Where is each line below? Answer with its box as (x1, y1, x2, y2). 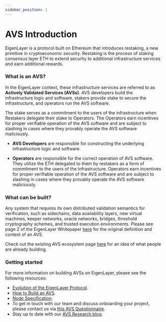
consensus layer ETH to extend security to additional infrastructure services (5, 55, 161, 61)
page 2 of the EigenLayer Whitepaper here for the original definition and (5, 226, 152, 232)
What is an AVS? (5, 73, 46, 80)
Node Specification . (12, 295, 53, 301)
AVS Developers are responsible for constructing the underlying (12, 140, 145, 146)
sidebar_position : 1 (5, 7, 48, 12)
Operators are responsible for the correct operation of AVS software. (12, 155, 154, 161)
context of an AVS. (5, 231, 44, 238)
